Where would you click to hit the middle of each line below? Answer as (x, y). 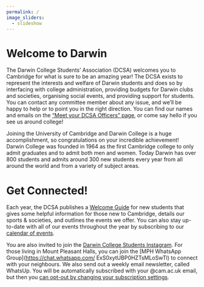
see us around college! (35, 122)
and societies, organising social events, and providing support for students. (100, 96)
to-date (16, 227)
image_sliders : (25, 18)
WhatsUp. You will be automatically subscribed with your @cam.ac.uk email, (102, 271)
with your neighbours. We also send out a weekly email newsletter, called (98, 265)
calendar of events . (30, 233)
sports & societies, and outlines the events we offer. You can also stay (93, 220)
